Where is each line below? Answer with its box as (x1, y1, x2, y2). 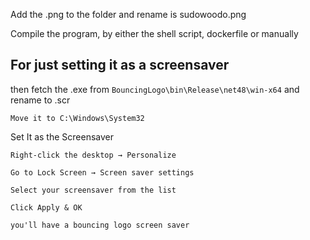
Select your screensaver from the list (10, 185, 177, 195)
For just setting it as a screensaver (10, 57, 230, 74)
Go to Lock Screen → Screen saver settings (10, 167, 195, 178)
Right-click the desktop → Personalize (10, 150, 177, 160)
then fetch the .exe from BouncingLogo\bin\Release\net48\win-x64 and (10, 83, 300, 95)
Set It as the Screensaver (10, 130, 114, 143)
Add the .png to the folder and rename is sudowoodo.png (10, 9, 247, 20)
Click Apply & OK (10, 202, 83, 213)
